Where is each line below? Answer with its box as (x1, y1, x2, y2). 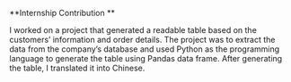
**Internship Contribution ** (9, 8, 115, 18)
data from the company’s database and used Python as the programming (9, 44, 280, 54)
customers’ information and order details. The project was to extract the (9, 35, 276, 45)
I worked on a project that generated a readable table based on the (9, 25, 258, 35)
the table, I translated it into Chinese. (9, 62, 145, 73)
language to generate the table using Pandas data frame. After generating (9, 53, 283, 63)
